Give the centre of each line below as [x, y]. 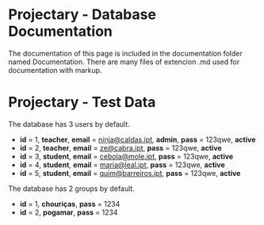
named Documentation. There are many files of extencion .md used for [124, 62]
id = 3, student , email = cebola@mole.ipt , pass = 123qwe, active [126, 156]
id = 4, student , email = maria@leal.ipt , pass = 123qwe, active [122, 165]
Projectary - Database [82, 15]
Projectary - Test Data [82, 103]
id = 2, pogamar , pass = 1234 [69, 212]
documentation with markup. [55, 70]
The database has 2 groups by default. [71, 189]
